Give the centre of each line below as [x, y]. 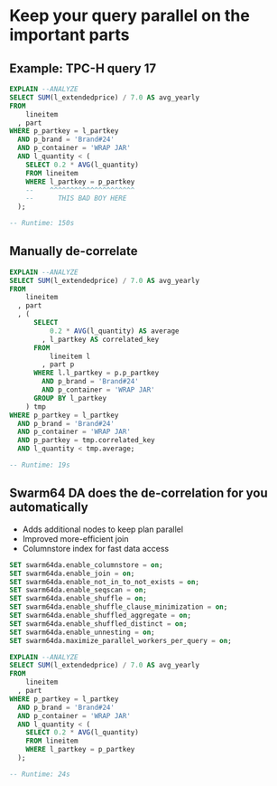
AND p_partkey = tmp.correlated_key [86, 440]
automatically [49, 507]
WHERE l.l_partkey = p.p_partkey [96, 373]
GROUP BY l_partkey [69, 398]
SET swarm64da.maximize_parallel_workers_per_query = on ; [120, 640]
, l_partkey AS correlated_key [101, 339]
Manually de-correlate [74, 251]
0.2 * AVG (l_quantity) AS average [114, 331]
